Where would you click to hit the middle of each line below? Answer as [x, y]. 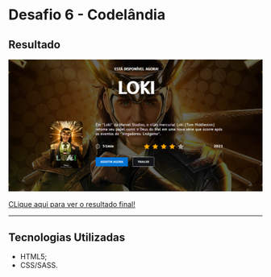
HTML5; [33, 257]
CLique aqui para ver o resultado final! [72, 205]
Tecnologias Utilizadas [67, 237]
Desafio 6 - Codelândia [87, 15]
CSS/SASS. [39, 265]
